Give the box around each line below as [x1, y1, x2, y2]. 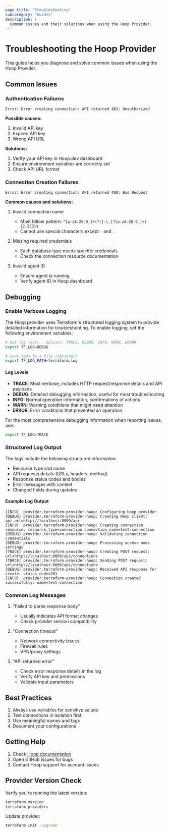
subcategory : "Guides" [5, 12, 53, 17]
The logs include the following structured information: [5, 455, 117, 462]
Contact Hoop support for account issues [12, 761, 99, 767]
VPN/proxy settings [20, 649, 61, 655]
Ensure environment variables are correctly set [12, 160, 110, 166]
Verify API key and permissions [20, 674, 85, 680]
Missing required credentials [12, 238, 72, 244]
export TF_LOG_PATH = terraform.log [5, 358, 78, 363]
